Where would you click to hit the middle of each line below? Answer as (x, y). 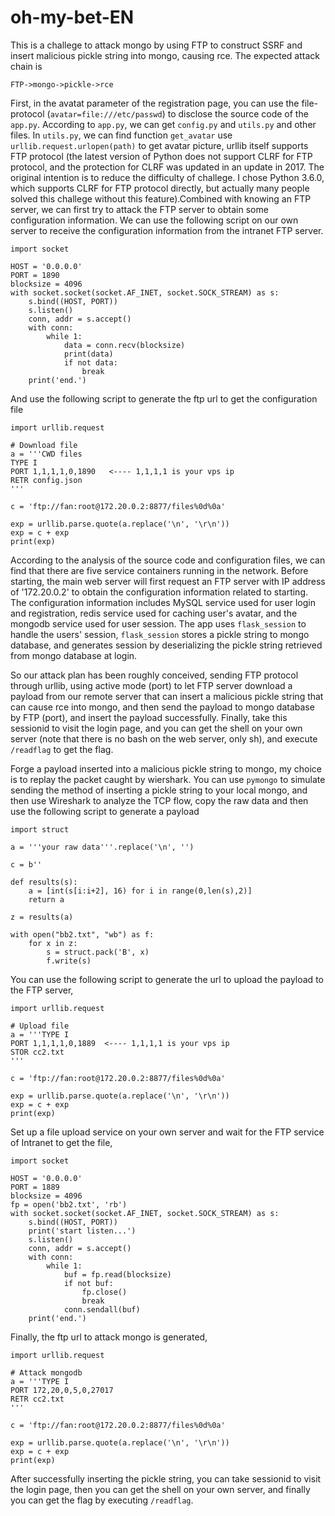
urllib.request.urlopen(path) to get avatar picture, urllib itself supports (159, 145)
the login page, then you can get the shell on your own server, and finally (160, 1489)
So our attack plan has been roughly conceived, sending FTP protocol (154, 675)
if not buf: (88, 1283)
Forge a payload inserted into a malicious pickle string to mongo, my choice (166, 768)
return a (46, 899)
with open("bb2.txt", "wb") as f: (82, 934)
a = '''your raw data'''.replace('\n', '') (102, 847)
